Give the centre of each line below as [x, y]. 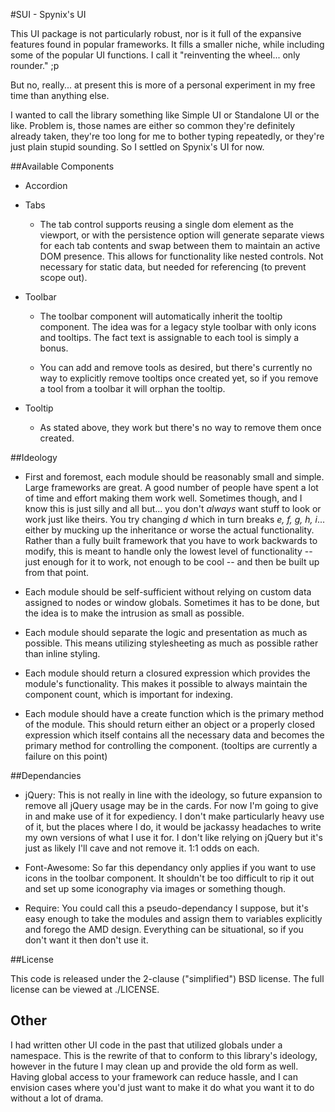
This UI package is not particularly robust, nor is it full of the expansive [156, 33]
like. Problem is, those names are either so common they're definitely [153, 125]
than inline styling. [62, 653]
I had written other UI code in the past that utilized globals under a [146, 1045]
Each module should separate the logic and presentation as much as [166, 632]
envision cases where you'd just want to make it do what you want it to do [162, 1087]
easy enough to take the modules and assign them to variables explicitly [173, 918]
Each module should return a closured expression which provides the [167, 673]
